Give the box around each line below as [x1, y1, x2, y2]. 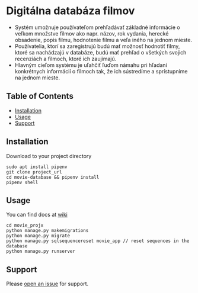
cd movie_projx [6, 223, 44, 228]
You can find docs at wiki [6, 211, 68, 218]
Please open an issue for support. [6, 280, 89, 288]
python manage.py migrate [6, 233, 70, 239]
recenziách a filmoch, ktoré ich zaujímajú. [14, 55, 117, 62]
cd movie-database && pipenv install [6, 174, 100, 180]
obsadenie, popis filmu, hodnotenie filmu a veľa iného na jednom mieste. [14, 36, 193, 43]
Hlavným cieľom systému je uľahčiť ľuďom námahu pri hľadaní [14, 61, 167, 69]
